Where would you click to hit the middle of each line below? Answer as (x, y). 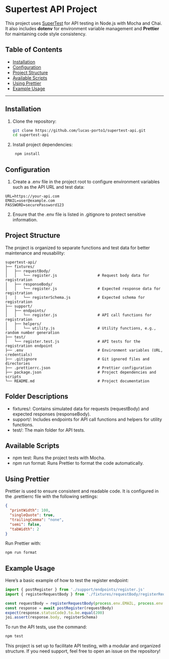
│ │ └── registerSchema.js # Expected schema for (75, 297)
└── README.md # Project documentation (77, 381)
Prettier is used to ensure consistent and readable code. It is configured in (82, 491)
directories (18, 363)
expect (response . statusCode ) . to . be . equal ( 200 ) (55, 613)
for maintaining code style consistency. (46, 34)
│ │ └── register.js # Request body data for (77, 275)
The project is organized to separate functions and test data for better (77, 248)
